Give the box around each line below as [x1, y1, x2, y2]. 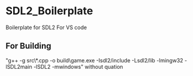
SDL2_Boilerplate [5, 4, 93, 18]
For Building [5, 41, 51, 51]
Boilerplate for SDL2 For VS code [5, 24, 87, 31]
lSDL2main [5, 63, 32, 70]
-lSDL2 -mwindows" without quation [33, 63, 124, 70]
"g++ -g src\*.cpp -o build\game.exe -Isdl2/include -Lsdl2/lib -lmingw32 [5, 56, 183, 64]
